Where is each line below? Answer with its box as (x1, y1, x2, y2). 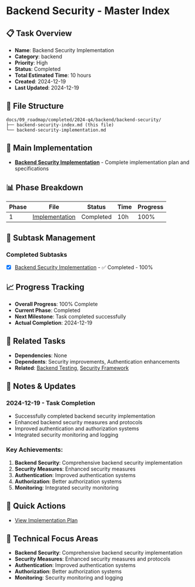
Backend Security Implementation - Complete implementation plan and (14, 159, 190, 166)
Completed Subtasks (6, 250, 68, 259)
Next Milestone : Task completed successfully (14, 313, 126, 320)
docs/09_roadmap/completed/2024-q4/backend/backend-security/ (6, 116, 162, 123)
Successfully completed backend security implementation (14, 412, 156, 420)
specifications (14, 165, 49, 172)
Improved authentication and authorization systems (14, 425, 139, 432)
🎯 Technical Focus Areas (6, 534, 99, 544)
